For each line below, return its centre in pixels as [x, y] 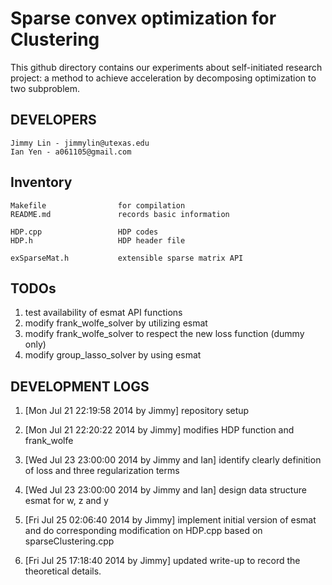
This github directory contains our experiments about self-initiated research [166, 67]
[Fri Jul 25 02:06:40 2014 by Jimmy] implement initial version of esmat [170, 520]
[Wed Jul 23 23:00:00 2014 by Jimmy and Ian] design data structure [165, 490]
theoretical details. [63, 571]
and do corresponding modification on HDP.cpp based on [143, 531]
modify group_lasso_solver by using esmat [113, 355]
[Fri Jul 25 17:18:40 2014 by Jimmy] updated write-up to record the [162, 561]
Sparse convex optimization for [143, 18]
